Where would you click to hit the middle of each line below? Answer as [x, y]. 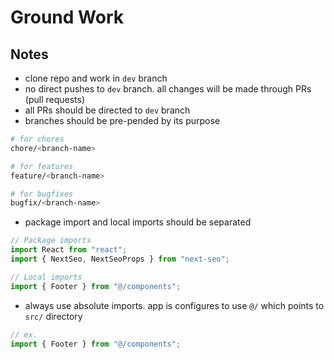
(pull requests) [55, 99]
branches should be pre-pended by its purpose [122, 120]
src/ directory [53, 316]
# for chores [37, 139]
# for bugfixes [42, 194]
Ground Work [67, 17]
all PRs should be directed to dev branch [107, 110]
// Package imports [51, 241]
